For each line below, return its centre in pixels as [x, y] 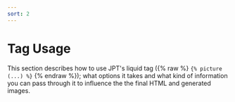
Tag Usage [39, 48]
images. [19, 90]
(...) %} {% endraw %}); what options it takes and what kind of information [118, 75]
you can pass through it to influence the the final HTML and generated [109, 83]
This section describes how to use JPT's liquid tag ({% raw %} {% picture [115, 68]
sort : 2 [19, 14]
